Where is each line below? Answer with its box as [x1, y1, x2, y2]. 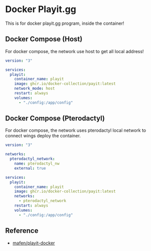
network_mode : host [14, 86, 55, 91]
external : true [14, 166, 46, 171]
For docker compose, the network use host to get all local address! [5, 48, 144, 54]
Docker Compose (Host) [5, 35, 83, 43]
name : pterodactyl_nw [14, 161, 59, 166]
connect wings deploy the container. [5, 133, 81, 139]
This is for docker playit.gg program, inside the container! [5, 20, 124, 26]
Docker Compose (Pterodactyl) [5, 114, 105, 123]
